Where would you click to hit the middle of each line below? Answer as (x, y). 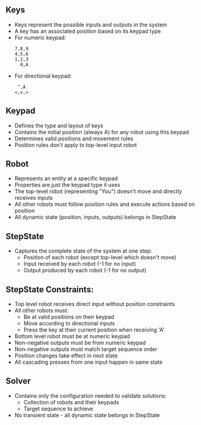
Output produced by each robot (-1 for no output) (85, 270)
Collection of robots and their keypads (71, 402)
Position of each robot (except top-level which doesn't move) (100, 257)
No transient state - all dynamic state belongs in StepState (87, 415)
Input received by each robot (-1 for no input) (80, 264)
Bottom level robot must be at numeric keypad (72, 336)
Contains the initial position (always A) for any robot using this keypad (101, 132)
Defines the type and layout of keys (59, 125)
